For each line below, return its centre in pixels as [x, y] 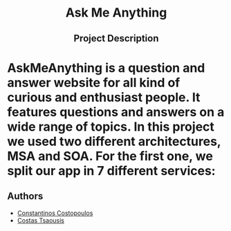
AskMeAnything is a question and [106, 68]
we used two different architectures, [114, 141]
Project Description [116, 38]
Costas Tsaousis [40, 220]
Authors [25, 196]
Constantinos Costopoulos [55, 213]
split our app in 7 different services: [111, 170]
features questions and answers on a [116, 112]
